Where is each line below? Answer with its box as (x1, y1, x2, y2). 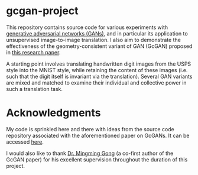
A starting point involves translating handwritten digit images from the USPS (6, 60, 191, 67)
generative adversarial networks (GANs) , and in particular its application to (6, 30, 188, 37)
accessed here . (6, 138, 44, 145)
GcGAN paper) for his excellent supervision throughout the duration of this (6, 155, 188, 163)
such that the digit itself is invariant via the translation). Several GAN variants (6, 73, 193, 80)
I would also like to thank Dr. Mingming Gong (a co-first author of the (6, 150, 174, 157)
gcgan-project (6, 4, 79, 18)
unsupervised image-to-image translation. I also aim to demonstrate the (6, 36, 181, 43)
